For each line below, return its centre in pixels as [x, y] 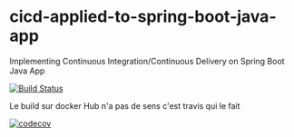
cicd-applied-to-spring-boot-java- [143, 17]
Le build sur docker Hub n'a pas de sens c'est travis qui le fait [125, 105]
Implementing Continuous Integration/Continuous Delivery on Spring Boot [147, 61]
